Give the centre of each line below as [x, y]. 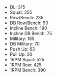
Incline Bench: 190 [28, 28]
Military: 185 [22, 38]
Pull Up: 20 [21, 54]
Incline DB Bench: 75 [31, 33]
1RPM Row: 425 [26, 65]
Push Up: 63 [22, 49]
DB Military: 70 [25, 44]
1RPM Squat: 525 [27, 59]
